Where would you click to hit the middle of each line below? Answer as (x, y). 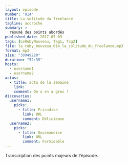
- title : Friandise (38, 110)
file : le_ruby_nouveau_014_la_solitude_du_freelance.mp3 (64, 46)
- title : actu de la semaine (39, 82)
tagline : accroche (24, 23)
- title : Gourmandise (40, 133)
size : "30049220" (23, 55)
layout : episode (21, 10)
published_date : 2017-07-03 (34, 37)
